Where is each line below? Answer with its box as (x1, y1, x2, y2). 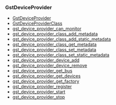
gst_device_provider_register (12, 84, 72, 90)
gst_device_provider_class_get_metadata (12, 42, 97, 48)
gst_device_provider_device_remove (12, 62, 87, 68)
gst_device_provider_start (12, 89, 66, 95)
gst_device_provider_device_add (12, 57, 80, 63)
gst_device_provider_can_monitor (12, 26, 82, 32)
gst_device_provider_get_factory (12, 78, 80, 84)
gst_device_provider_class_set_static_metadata (12, 52, 110, 58)
